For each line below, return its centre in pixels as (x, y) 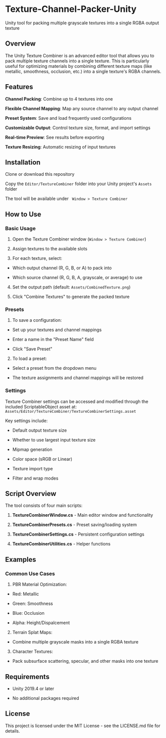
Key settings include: (27, 420)
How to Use (23, 214)
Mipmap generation (32, 449)
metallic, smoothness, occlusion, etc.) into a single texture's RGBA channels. (83, 71)
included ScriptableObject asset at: (41, 406)
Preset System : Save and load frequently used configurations (68, 118)
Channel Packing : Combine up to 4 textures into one (59, 99)
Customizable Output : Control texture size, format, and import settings (78, 128)
